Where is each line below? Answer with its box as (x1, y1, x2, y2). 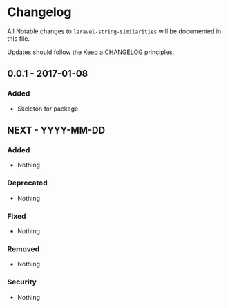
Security (7, 278, 37, 287)
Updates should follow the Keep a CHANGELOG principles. (7, 48, 175, 56)
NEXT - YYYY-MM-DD (7, 125, 106, 136)
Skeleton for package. (17, 105, 81, 113)
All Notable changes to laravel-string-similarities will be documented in (7, 27, 222, 35)
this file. (7, 34, 30, 42)
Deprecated (7, 178, 48, 188)
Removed (7, 244, 40, 253)
